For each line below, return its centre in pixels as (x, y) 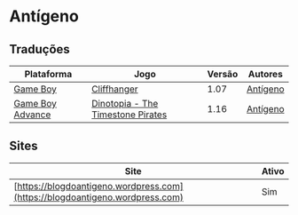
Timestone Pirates (129, 115)
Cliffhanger (115, 89)
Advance (32, 115)
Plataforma (48, 74)
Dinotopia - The (125, 104)
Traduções (40, 49)
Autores (266, 74)
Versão (223, 74)
